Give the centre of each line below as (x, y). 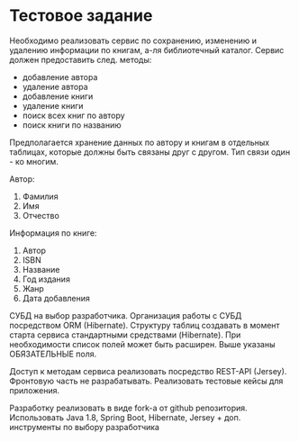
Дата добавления (56, 298)
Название (41, 269)
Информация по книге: (53, 233)
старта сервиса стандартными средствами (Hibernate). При (125, 335)
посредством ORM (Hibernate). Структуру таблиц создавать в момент (145, 325)
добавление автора (60, 76)
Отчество (41, 215)
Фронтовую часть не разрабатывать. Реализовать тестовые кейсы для (146, 381)
